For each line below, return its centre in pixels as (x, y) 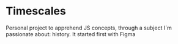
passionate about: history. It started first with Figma (71, 34)
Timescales (36, 11)
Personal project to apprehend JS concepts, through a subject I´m (89, 28)
